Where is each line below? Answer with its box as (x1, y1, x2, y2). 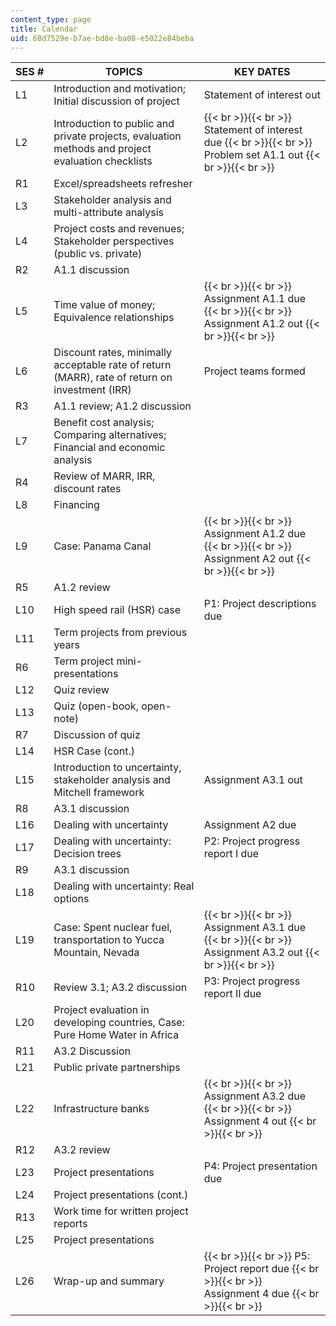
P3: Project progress (203, 974, 301, 988)
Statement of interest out (203, 88, 321, 102)
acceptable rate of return (53, 358, 172, 372)
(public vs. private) (53, 247, 143, 261)
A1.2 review (53, 581, 111, 595)
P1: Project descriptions (203, 597, 317, 611)
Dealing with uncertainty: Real (53, 879, 195, 893)
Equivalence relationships (53, 311, 175, 325)
